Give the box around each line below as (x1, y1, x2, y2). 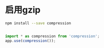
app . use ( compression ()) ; (5, 38, 56, 43)
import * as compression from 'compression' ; (5, 33, 100, 39)
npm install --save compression (5, 20, 71, 26)
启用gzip (5, 4, 41, 16)
